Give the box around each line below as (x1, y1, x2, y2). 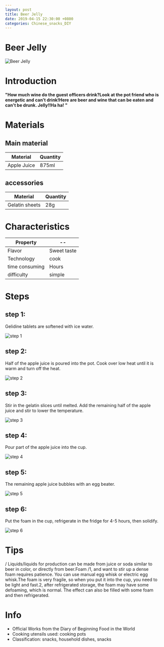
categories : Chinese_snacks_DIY (5, 21, 71, 26)
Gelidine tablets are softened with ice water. (5, 323, 94, 329)
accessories (5, 178, 44, 187)
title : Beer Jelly (5, 12, 43, 17)
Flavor (7, 247, 22, 254)
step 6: (5, 505, 27, 513)
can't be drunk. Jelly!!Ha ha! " (5, 102, 68, 108)
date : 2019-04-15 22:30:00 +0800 (5, 16, 74, 21)
